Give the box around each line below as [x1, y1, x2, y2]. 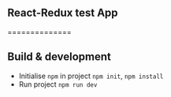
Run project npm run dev [18, 79, 98, 89]
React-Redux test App [7, 6, 119, 20]
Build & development [7, 50, 111, 64]
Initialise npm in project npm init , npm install [18, 71, 164, 80]
